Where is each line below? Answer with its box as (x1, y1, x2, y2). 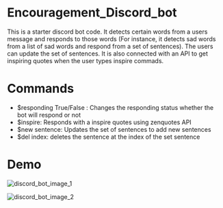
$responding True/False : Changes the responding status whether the (16, 103, 214, 111)
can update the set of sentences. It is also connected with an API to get (7, 49, 209, 58)
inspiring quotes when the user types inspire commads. (7, 56, 164, 65)
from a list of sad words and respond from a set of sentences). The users (7, 42, 213, 50)
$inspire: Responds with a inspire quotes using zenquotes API (16, 118, 192, 126)
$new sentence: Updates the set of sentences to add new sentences (16, 125, 211, 133)
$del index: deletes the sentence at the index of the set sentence (16, 132, 200, 141)
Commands (7, 81, 75, 97)
